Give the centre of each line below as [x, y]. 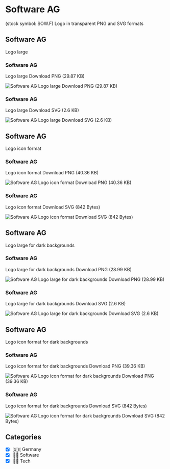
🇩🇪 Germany [27, 449]
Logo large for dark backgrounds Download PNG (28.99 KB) [68, 269]
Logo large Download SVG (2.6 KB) [42, 110]
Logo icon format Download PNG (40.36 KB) [52, 173]
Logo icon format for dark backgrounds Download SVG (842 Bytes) [76, 406]
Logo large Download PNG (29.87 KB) [45, 76]
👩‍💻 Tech [21, 461]
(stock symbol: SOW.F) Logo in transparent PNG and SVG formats [75, 23]
